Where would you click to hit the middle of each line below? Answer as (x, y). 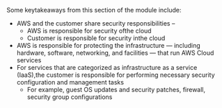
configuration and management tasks (70, 82)
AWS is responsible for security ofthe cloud (89, 31)
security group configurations (70, 97)
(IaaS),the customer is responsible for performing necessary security (116, 75)
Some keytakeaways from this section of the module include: (94, 10)
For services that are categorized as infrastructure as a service (107, 67)
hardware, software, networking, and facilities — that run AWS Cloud (115, 53)
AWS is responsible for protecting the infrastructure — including (109, 45)
